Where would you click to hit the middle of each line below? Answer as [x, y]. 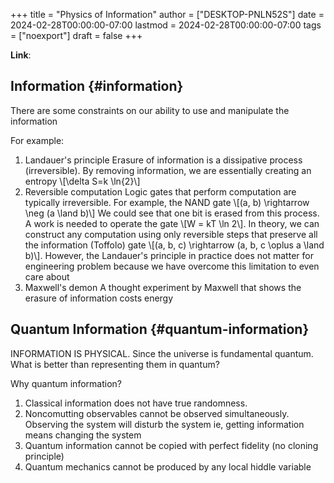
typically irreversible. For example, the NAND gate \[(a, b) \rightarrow [167, 202]
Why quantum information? [66, 383]
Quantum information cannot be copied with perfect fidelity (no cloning [171, 445]
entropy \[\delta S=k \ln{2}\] [82, 181]
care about [47, 276]
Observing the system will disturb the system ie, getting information [164, 424]
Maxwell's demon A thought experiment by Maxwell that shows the [163, 287]
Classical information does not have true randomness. [136, 403]
